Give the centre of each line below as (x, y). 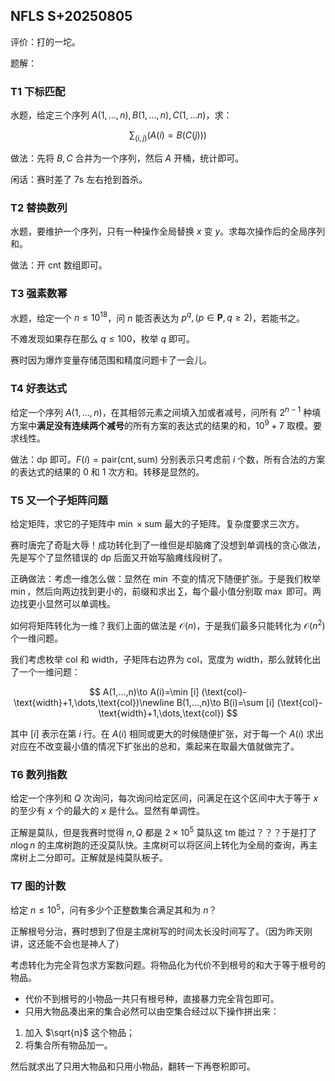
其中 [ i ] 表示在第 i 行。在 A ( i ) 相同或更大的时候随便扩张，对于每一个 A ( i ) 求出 (167, 733)
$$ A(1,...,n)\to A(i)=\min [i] (144, 691)
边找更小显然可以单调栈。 (63, 604)
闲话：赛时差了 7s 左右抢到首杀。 (79, 179)
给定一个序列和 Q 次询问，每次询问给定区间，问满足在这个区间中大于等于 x (164, 798)
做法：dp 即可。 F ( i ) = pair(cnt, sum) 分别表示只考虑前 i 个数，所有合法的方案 (168, 459)
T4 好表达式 (39, 389)
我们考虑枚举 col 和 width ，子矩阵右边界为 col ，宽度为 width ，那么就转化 (161, 659)
